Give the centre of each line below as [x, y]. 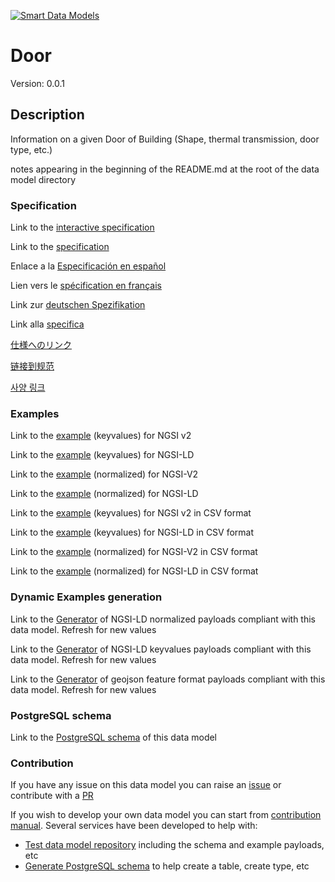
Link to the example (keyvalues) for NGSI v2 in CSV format [131, 513]
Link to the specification [60, 247]
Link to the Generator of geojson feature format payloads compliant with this [168, 679]
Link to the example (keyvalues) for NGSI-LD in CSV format [132, 532]
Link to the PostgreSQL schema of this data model [114, 737]
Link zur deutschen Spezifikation [78, 305]
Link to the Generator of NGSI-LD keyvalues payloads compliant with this [161, 649]
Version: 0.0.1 [37, 83]
